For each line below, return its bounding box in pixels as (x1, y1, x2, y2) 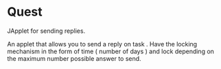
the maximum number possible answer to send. (7, 54, 142, 62)
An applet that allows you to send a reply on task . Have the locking (7, 40, 198, 48)
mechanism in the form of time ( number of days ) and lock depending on (7, 47, 215, 55)
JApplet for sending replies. (7, 27, 86, 35)
